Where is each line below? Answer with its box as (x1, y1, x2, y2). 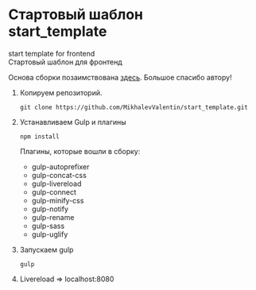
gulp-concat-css (31, 170, 87, 180)
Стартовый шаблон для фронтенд (8, 57, 123, 67)
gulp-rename (31, 212, 75, 222)
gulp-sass (31, 221, 65, 230)
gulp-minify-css (31, 195, 84, 205)
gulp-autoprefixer (31, 161, 90, 172)
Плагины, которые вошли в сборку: (19, 146, 141, 156)
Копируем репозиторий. (19, 87, 103, 97)
